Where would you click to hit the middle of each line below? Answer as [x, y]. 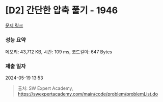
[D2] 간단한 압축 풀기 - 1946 [62, 10]
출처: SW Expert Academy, [45, 88]
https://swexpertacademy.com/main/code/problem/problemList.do [88, 94]
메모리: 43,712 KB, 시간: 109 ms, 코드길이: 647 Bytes [59, 52]
